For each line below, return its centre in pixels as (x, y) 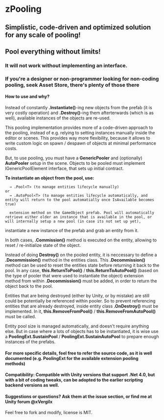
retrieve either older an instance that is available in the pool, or (79, 217)
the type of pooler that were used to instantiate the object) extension (74, 276)
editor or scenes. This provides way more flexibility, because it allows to (78, 138)
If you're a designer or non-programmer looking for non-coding (82, 79)
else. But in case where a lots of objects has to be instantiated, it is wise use (82, 331)
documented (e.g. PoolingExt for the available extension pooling (72, 358)
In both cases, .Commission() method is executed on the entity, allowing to (81, 240)
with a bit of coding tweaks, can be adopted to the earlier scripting (74, 380)
